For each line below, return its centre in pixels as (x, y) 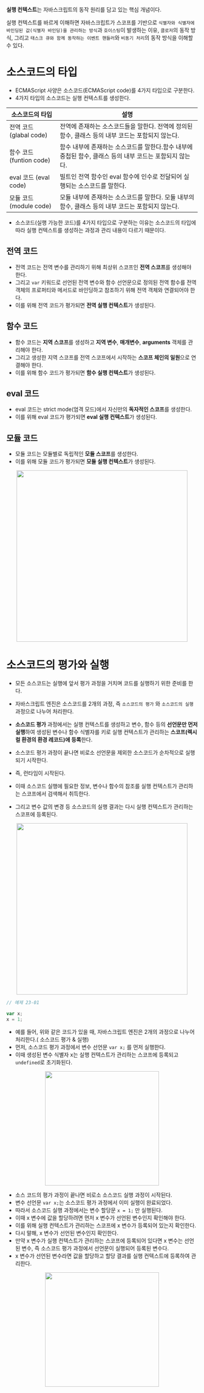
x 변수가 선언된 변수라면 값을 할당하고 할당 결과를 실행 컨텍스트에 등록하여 (102, 1256)
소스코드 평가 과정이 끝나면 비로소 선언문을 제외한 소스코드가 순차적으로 (99, 753)
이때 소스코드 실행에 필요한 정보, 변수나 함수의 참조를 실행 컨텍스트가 (96, 786)
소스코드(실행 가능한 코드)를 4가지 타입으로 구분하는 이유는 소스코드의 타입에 (105, 223)
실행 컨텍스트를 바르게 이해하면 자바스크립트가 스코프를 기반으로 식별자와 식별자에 (100, 23)
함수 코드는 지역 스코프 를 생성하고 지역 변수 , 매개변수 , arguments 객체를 (101, 342)
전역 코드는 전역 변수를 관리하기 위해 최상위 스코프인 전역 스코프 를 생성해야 (103, 267)
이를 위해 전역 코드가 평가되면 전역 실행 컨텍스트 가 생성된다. (85, 305)
